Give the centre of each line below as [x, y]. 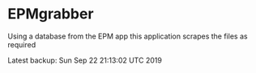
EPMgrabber [51, 14]
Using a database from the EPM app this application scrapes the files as [128, 36]
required [22, 44]
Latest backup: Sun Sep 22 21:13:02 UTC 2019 [85, 60]
